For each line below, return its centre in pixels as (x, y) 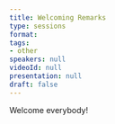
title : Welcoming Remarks (57, 18)
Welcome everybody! (49, 110)
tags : (19, 43)
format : (24, 34)
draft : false (34, 84)
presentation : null (46, 76)
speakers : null (38, 59)
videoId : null (36, 68)
